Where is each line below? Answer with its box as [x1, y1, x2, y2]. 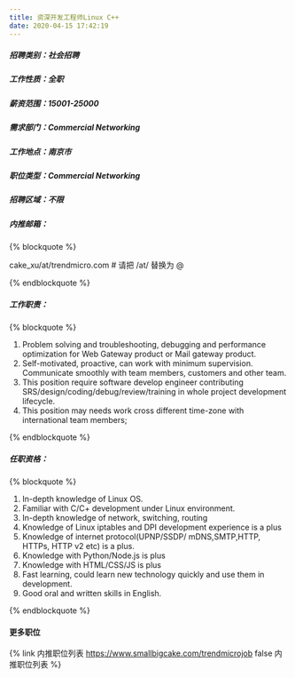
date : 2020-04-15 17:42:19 [9, 21, 109, 30]
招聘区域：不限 [9, 195, 64, 205]
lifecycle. [21, 396, 56, 407]
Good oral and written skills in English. [21, 588, 162, 599]
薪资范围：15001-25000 [9, 98, 99, 108]
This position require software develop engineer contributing [21, 377, 244, 387]
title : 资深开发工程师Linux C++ [9, 12, 120, 22]
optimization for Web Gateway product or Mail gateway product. [21, 348, 257, 360]
